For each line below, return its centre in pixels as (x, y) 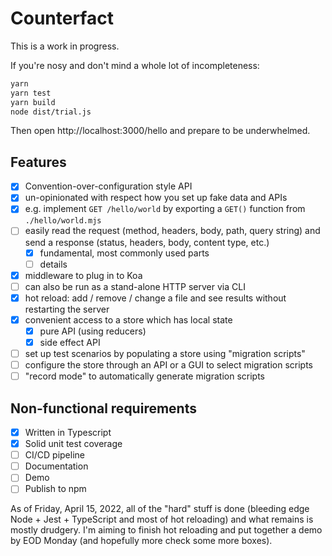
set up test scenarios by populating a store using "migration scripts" (165, 353)
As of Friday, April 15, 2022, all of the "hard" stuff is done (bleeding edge (160, 509)
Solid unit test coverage (73, 444)
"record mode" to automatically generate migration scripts (144, 376)
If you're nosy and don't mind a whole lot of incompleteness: (135, 65)
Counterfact (62, 18)
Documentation (56, 466)
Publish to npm (55, 489)
